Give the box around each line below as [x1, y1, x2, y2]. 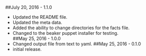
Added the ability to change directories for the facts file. [12, 25, 130, 31]
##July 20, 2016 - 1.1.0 [5, 5, 52, 10]
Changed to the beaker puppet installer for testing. [12, 30, 119, 36]
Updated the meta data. [12, 20, 62, 25]
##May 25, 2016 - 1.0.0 [12, 35, 61, 41]
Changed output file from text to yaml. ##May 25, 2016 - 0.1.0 [12, 41, 141, 47]
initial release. [12, 46, 42, 52]
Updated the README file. [12, 14, 67, 20]
